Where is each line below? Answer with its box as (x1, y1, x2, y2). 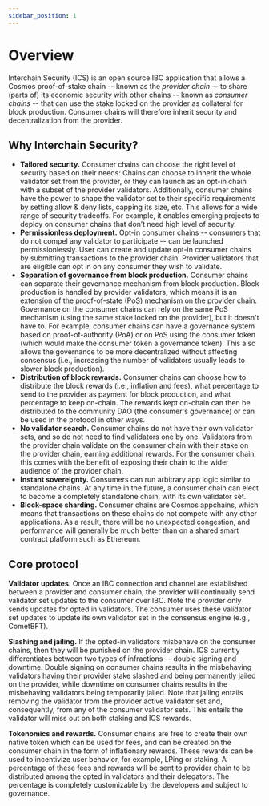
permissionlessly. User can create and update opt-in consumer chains (19, 245, 252, 255)
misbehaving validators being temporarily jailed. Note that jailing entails (8, 688, 243, 698)
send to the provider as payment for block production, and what (19, 389, 231, 399)
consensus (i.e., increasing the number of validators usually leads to (19, 356, 246, 365)
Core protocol (8, 558, 78, 571)
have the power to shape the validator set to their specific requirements (19, 194, 256, 204)
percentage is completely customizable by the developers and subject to (8, 780, 248, 790)
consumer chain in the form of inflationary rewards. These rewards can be (8, 746, 254, 756)
